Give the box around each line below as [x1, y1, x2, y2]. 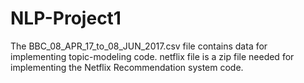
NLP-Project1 [10, 7, 122, 30]
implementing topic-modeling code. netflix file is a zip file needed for [10, 50, 295, 62]
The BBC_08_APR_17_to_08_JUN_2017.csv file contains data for [10, 40, 268, 52]
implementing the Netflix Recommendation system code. [10, 61, 244, 73]
